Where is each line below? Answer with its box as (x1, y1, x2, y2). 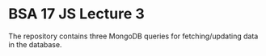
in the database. (8, 39, 62, 49)
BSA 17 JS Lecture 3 (8, 5, 146, 23)
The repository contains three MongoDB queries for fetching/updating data (8, 31, 259, 41)
